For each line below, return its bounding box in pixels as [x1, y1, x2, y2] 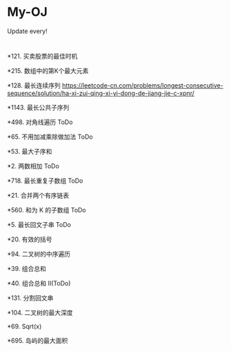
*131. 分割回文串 [7, 294, 54, 302]
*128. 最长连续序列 [7, 81, 61, 90]
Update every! [7, 27, 48, 35]
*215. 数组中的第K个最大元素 [7, 67, 89, 75]
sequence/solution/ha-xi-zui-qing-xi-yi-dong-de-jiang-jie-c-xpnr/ [7, 89, 195, 97]
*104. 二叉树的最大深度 [7, 308, 74, 317]
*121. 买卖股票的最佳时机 [7, 52, 78, 61]
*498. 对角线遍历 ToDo [7, 118, 73, 126]
